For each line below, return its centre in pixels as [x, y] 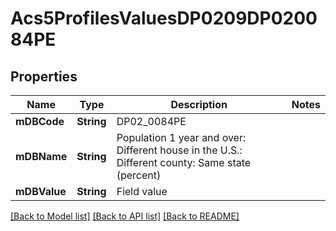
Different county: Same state [184, 162]
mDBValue [41, 191]
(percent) [139, 175]
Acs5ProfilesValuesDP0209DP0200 [164, 18]
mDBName [41, 156]
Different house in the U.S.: [179, 150]
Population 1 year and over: [181, 137]
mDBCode [40, 121]
